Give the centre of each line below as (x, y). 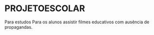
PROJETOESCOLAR (45, 9)
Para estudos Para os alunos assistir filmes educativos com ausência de (77, 22)
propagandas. (19, 27)
